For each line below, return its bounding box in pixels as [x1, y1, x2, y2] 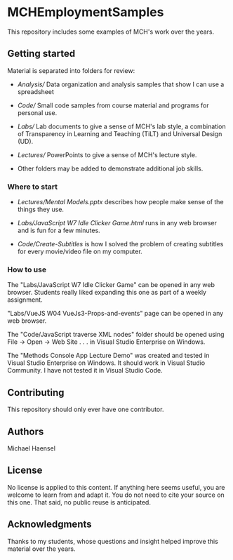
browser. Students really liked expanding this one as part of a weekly [7, 288, 207, 297]
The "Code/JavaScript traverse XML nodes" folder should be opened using [7, 331, 225, 339]
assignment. [7, 295, 44, 304]
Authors [7, 425, 44, 437]
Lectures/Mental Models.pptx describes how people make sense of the [17, 198, 224, 206]
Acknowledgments [7, 519, 93, 531]
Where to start [7, 182, 58, 192]
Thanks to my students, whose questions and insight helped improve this [7, 537, 219, 545]
